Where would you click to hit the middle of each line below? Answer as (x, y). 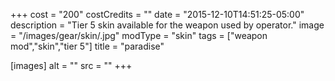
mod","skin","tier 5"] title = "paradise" (87, 46)
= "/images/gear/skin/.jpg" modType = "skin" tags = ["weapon (139, 35)
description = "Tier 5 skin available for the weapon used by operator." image (167, 25)
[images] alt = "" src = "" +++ (71, 65)
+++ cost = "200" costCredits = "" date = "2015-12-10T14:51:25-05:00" (157, 14)
